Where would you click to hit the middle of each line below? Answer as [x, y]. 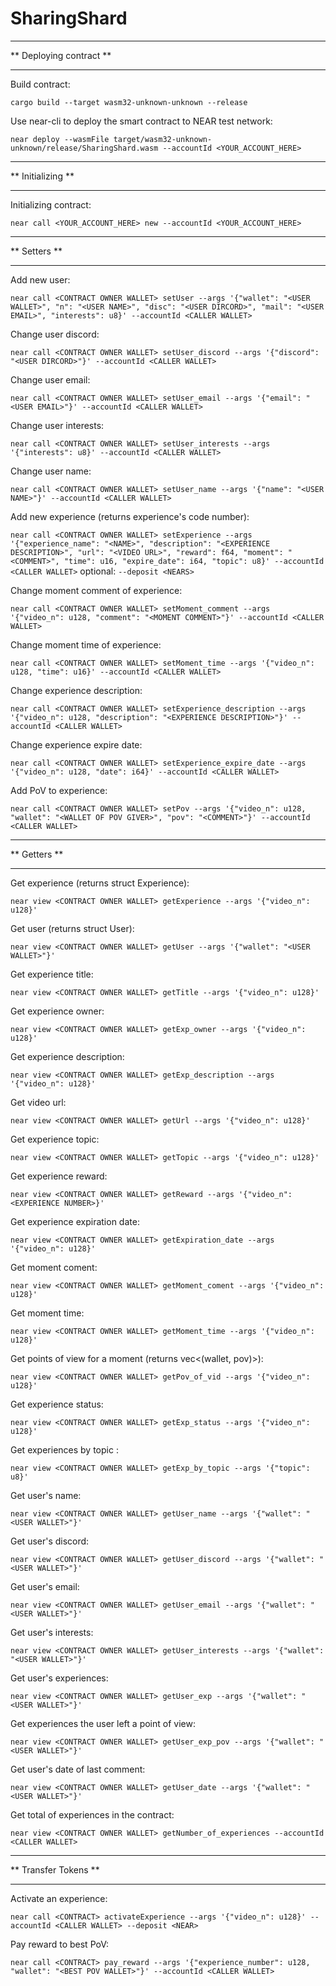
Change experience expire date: [76, 744]
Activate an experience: [59, 1898]
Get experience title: [52, 974]
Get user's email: [45, 1586]
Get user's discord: [50, 1541]
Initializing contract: [51, 204]
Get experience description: [67, 1056]
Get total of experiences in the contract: [92, 1814]
